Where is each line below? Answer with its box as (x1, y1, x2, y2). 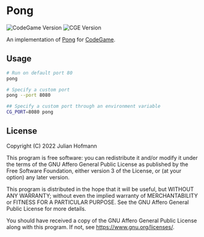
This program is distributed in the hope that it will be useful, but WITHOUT (6, 185, 194, 193)
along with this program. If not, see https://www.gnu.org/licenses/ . (6, 223, 175, 230)
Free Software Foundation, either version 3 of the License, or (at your (6, 167, 182, 175)
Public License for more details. (6, 205, 87, 212)
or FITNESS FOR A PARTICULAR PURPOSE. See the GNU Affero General (6, 198, 189, 206)
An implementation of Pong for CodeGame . (6, 36, 116, 43)
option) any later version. (6, 173, 69, 181)
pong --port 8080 (6, 92, 51, 99)
